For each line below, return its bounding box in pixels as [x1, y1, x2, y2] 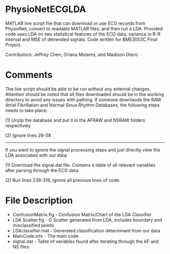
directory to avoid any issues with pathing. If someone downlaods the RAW [5, 96, 162, 103]
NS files [12, 243, 29, 249]
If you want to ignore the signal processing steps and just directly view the [5, 146, 160, 153]
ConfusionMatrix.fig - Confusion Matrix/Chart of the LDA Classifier [12, 211, 152, 218]
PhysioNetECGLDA [5, 4, 87, 15]
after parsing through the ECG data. [5, 167, 80, 173]
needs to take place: [5, 107, 48, 113]
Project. [5, 41, 22, 47]
